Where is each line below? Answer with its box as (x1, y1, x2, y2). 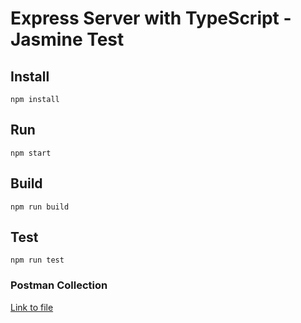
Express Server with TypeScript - (10, 7, 292, 30)
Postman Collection (10, 278, 108, 292)
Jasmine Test (10, 28, 125, 51)
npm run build (10, 202, 70, 212)
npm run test (10, 255, 65, 266)
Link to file (10, 301, 54, 313)
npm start (10, 148, 52, 158)
